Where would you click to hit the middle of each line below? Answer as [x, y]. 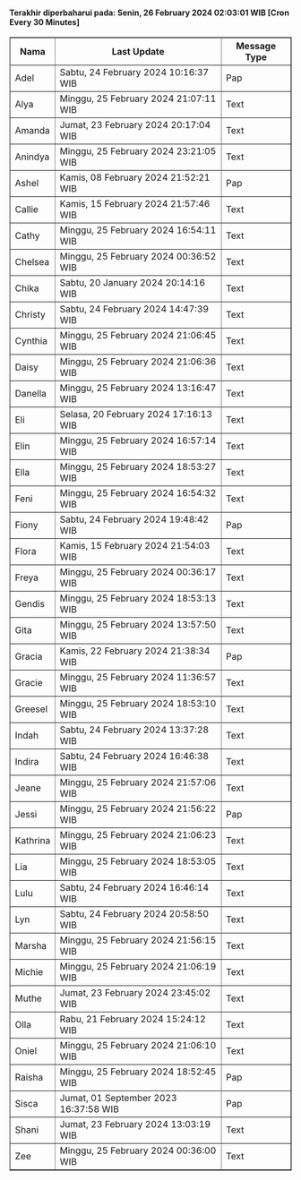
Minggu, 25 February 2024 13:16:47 [138, 388]
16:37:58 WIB [89, 1109]
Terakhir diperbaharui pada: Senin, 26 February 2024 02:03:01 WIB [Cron [149, 13]
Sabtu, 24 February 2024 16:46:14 [134, 888]
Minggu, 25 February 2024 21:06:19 [138, 967]
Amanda [33, 131]
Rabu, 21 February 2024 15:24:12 [133, 1019]
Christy [30, 315]
